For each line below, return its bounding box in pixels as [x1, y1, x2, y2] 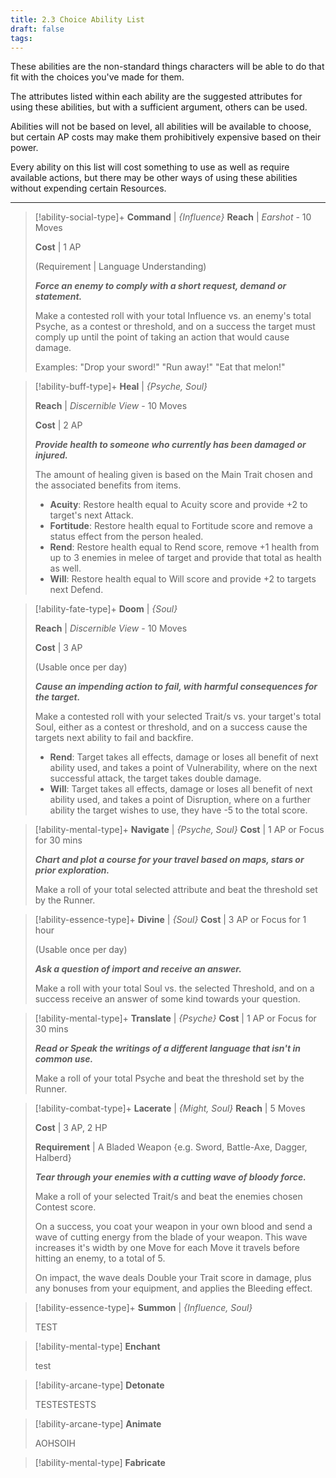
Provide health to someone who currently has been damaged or [34, 439, 307, 451]
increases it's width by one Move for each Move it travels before [34, 1242, 300, 1254]
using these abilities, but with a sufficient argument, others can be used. [10, 101, 308, 113]
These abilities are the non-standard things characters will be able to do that [10, 61, 325, 73]
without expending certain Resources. [10, 182, 167, 195]
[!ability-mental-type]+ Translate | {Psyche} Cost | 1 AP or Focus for [34, 1012, 317, 1025]
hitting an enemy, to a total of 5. [34, 1252, 166, 1265]
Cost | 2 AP [34, 419, 83, 431]
